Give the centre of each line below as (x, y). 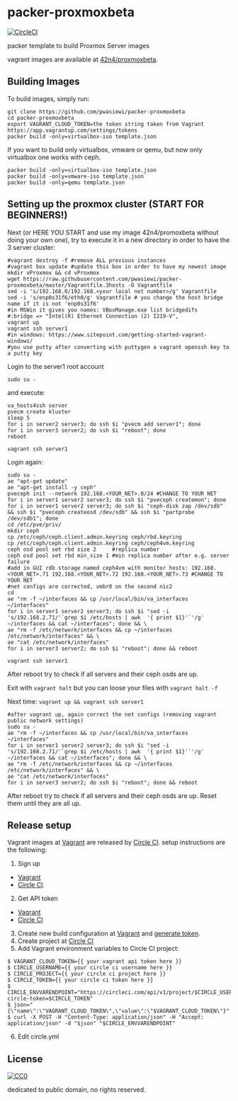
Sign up (29, 864)
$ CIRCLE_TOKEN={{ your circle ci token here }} (80, 980)
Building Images (44, 82)
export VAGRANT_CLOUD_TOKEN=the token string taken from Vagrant (106, 124)
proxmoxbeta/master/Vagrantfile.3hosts (66, 285)
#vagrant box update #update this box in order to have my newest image (117, 266)
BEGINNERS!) (38, 216)
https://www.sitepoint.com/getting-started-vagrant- (128, 335)
